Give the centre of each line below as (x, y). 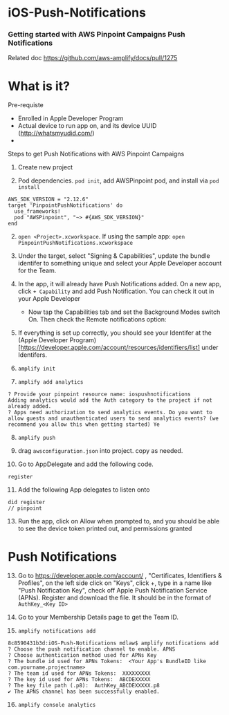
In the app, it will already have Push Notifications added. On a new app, (120, 284)
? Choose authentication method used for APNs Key (82, 656)
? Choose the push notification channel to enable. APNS (92, 649)
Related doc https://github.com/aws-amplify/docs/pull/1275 (93, 58)
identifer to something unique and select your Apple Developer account (120, 263)
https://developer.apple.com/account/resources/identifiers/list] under (119, 348)
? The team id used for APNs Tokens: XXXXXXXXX (79, 674)
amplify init (37, 369)
